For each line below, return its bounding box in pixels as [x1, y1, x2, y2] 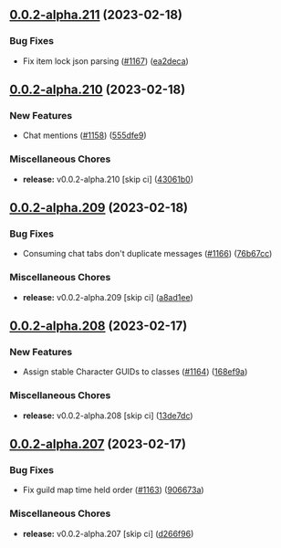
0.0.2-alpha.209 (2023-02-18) [9, 200, 189, 216]
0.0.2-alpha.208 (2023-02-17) [9, 319, 188, 334]
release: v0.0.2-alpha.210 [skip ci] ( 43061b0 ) [22, 174, 194, 184]
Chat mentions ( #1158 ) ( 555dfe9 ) [22, 130, 148, 141]
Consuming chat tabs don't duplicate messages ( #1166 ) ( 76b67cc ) [22, 248, 273, 259]
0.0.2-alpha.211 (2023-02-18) [9, 7, 183, 23]
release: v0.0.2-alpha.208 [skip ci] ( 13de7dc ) [22, 410, 193, 421]
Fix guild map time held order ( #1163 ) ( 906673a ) [22, 484, 204, 496]
